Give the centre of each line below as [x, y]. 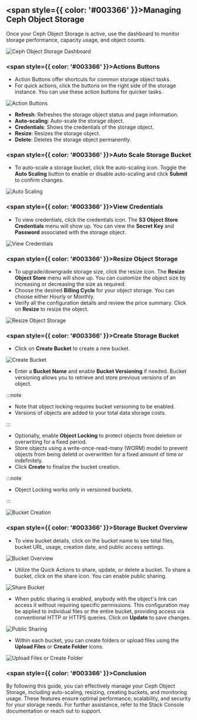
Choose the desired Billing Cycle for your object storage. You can [94, 290]
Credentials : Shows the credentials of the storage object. [84, 127]
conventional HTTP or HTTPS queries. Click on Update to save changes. [103, 617]
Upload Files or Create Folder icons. [59, 646]
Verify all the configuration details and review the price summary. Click [100, 303]
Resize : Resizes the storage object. [57, 134]
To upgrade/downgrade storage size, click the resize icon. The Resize [100, 271]
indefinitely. [29, 461]
